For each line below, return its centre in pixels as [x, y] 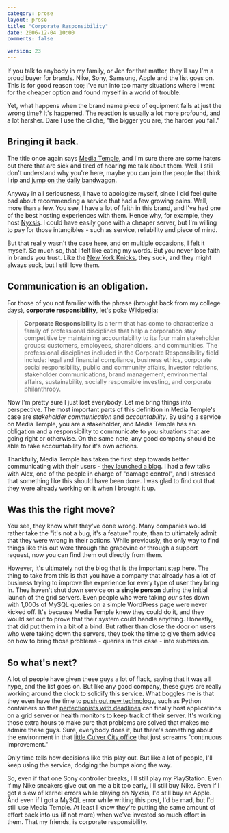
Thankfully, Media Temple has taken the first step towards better [98, 459]
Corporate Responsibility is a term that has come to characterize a [119, 323]
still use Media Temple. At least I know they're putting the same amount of [111, 808]
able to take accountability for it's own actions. [73, 446]
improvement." [28, 745]
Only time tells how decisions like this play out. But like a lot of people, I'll [110, 758]
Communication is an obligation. [78, 286]
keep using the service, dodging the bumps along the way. [90, 765]
